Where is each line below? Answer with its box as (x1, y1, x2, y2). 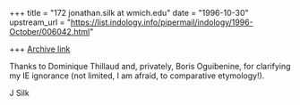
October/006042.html (9, 27, 90, 36)
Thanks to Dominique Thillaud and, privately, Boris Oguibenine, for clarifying (9, 61, 291, 71)
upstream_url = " (9, 17, 72, 28)
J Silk (9, 88, 30, 98)
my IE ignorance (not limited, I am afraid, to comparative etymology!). (9, 70, 265, 81)
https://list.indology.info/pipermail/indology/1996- (70, 17, 253, 28)
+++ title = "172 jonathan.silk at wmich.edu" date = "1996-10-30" (9, 8, 249, 18)
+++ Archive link (9, 44, 71, 54)
